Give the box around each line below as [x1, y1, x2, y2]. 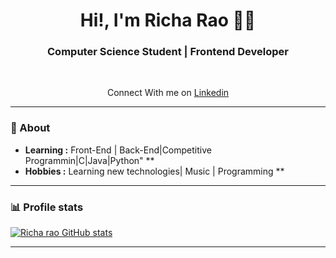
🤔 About [10, 121, 51, 135]
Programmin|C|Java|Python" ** [24, 154, 155, 166]
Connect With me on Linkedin [106, 87, 230, 99]
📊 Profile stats [10, 200, 84, 214]
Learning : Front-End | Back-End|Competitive [24, 144, 212, 156]
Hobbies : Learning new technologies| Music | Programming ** [24, 165, 285, 177]
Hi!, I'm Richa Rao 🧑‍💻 [79, 9, 257, 32]
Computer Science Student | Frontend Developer [47, 45, 289, 59]
